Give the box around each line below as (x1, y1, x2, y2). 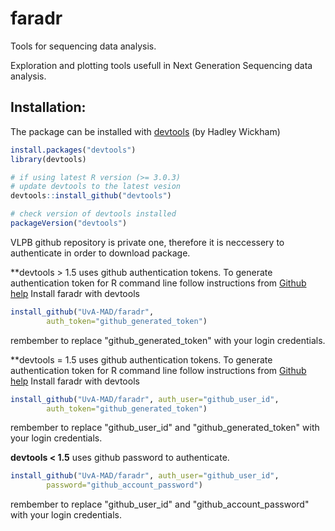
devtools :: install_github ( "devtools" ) (10, 191, 172, 201)
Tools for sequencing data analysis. (10, 40, 157, 52)
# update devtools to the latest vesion (10, 182, 182, 192)
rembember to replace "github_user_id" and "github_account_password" (10, 498, 310, 511)
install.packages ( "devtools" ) (10, 145, 137, 155)
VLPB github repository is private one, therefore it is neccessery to (10, 236, 285, 248)
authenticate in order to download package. (10, 247, 191, 259)
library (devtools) (10, 154, 87, 164)
